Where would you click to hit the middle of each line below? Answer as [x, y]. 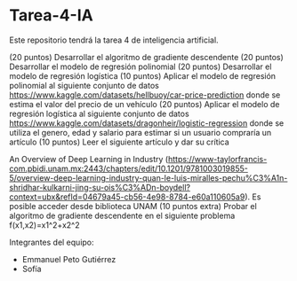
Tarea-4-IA [51, 16]
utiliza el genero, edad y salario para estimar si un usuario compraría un [140, 132]
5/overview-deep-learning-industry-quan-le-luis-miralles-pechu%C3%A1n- [148, 177]
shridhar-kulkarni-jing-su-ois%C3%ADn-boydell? [100, 187]
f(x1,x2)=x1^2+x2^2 [44, 225]
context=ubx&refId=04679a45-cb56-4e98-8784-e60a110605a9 [127, 197]
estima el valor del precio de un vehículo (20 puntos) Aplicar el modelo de [144, 104]
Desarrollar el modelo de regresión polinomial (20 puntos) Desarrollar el [140, 66]
